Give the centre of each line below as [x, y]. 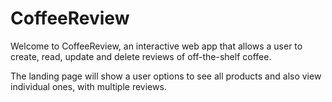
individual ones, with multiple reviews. [88, 86]
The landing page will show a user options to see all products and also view [166, 76]
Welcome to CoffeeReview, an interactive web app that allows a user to [156, 46]
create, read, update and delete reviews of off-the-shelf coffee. [141, 56]
